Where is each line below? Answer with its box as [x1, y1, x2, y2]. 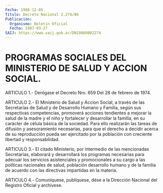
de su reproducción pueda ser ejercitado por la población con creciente [5, 131, 153, 137]
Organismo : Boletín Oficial [9, 21, 68, 26]
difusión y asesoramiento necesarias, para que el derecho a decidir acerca [5, 126, 159, 132]
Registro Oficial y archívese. [5, 182, 63, 188]
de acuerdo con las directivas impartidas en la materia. [5, 167, 118, 173]
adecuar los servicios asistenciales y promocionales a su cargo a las [5, 157, 146, 163]
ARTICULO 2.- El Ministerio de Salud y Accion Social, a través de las [5, 99, 145, 105]
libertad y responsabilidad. [5, 136, 60, 142]
